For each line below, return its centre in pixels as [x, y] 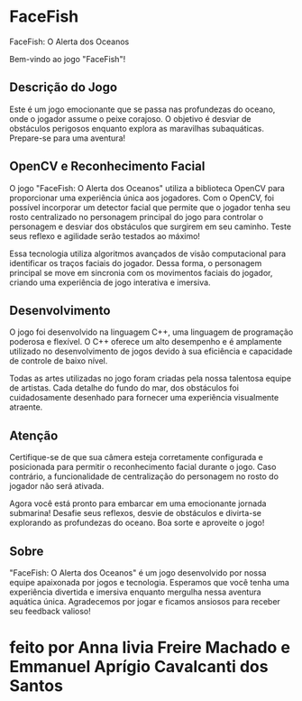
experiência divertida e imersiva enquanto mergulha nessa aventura [135, 592]
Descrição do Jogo [64, 88]
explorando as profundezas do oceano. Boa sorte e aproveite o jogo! [137, 523]
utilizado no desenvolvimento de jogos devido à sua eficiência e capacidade [151, 351]
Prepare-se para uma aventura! [68, 138]
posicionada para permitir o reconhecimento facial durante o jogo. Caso [143, 467]
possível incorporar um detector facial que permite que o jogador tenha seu [150, 207]
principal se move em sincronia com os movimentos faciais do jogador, [141, 272]
